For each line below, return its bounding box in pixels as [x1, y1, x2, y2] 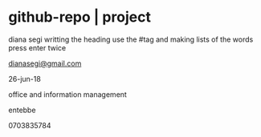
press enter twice [8, 42, 67, 52]
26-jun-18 [8, 74, 42, 83]
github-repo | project [8, 8, 151, 26]
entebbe [8, 105, 36, 115]
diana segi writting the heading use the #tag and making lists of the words [8, 34, 254, 44]
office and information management [8, 89, 127, 99]
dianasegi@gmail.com [8, 58, 82, 68]
